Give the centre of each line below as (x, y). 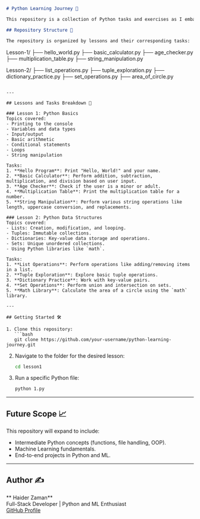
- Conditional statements (38, 145)
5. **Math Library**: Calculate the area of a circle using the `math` (97, 290)
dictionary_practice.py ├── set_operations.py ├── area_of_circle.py (90, 76)
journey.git (21, 345)
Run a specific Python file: (47, 378)
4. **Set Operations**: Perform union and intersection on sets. (89, 285)
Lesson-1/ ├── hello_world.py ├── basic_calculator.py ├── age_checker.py (100, 52)
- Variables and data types (41, 129)
